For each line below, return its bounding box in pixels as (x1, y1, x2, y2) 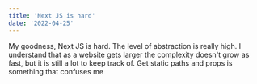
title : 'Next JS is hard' (8, 11, 95, 20)
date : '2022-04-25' (8, 19, 74, 27)
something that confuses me (8, 66, 103, 76)
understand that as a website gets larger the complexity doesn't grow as (8, 50, 250, 59)
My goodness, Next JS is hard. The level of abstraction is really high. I (8, 41, 242, 50)
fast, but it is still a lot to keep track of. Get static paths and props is (8, 58, 233, 68)
